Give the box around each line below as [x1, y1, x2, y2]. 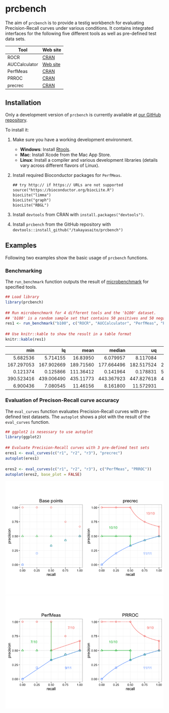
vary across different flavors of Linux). [20, 162, 100, 168]
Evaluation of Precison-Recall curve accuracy [5, 397, 120, 404]
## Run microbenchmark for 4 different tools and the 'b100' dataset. [5, 310, 156, 315]
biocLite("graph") [12, 198, 51, 203]
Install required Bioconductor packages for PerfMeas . [12, 172, 122, 178]
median [109, 347, 126, 353]
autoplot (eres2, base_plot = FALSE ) [5, 472, 82, 477]
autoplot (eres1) [5, 456, 39, 461]
